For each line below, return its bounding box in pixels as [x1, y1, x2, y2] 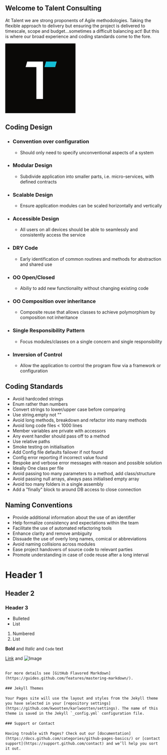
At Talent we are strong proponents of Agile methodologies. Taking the [5, 17, 151, 23]
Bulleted [12, 615, 30, 622]
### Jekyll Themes [5, 686, 44, 691]
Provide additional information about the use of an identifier [12, 514, 136, 520]
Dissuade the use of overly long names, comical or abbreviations [12, 535, 147, 542]
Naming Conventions [5, 501, 73, 509]
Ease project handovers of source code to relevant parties [12, 546, 133, 552]
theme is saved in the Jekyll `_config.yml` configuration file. [5, 711, 144, 716]
